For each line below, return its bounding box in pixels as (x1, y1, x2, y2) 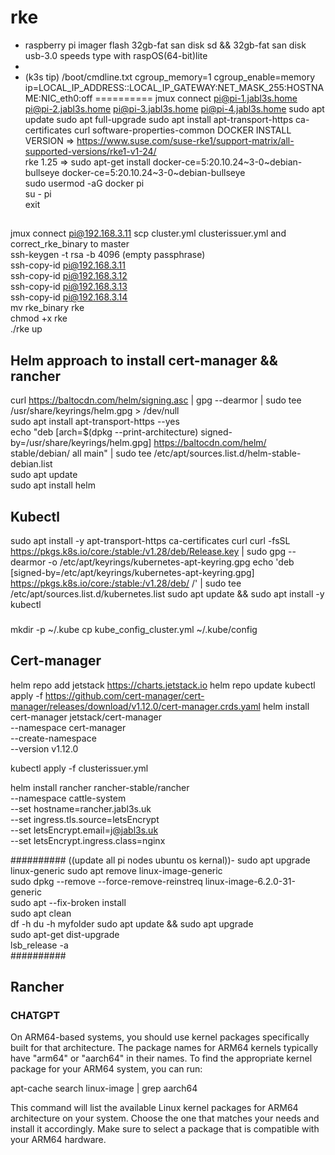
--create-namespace (10, 732, 97, 744)
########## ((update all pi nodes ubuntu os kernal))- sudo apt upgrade (10, 854, 311, 866)
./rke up (10, 323, 43, 335)
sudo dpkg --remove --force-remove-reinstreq (10, 875, 203, 887)
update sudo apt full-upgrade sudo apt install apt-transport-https (24, 113, 294, 125)
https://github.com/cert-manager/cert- (44, 689, 205, 701)
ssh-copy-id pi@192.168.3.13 (10, 281, 128, 293)
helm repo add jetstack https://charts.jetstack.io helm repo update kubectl (10, 679, 316, 691)
